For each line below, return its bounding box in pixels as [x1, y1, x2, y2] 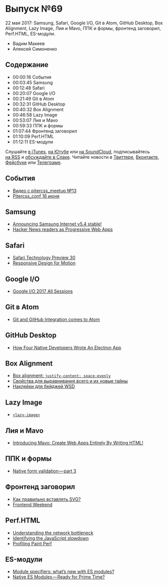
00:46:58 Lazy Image [12, 112, 58, 118]
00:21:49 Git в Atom [12, 95, 55, 101]
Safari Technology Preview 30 [12, 255, 76, 261]
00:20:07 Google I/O [12, 90, 56, 96]
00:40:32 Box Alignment [12, 106, 64, 112]
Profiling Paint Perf [12, 540, 52, 546]
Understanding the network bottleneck [12, 530, 94, 536]
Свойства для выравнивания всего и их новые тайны [12, 378, 128, 384]
